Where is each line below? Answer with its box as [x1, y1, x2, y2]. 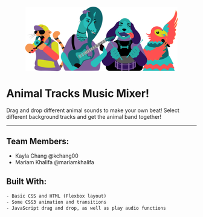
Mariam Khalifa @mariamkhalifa [14, 159, 95, 166]
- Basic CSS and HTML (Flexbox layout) [6, 193, 107, 199]
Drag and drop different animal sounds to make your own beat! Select [6, 107, 179, 114]
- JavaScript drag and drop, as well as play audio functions [6, 205, 166, 212]
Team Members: [6, 136, 69, 147]
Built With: [6, 176, 47, 187]
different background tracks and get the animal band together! [6, 113, 162, 120]
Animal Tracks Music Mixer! [6, 86, 150, 100]
